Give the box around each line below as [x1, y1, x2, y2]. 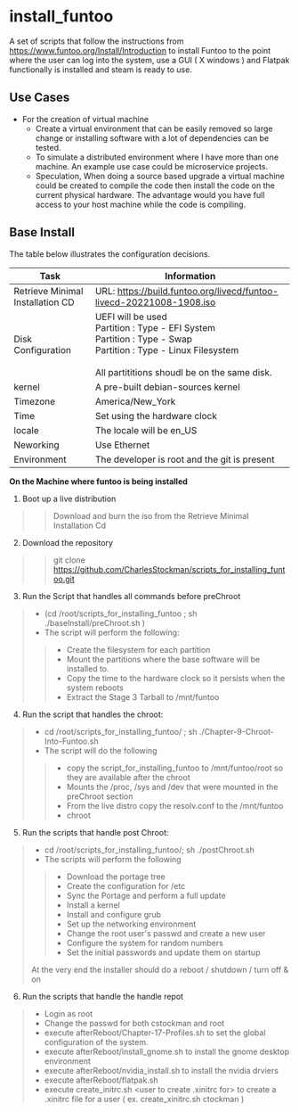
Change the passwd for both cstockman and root [44, 1017, 225, 1028]
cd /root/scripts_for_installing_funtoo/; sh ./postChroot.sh [44, 844, 255, 855]
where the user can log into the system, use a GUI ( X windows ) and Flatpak [9, 54, 290, 65]
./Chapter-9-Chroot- [198, 726, 274, 737]
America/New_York [94, 395, 176, 408]
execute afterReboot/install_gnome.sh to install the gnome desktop [44, 1046, 290, 1057]
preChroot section [66, 791, 133, 802]
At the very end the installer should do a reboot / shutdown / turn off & [30, 964, 289, 975]
